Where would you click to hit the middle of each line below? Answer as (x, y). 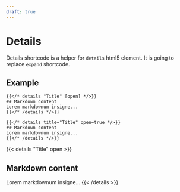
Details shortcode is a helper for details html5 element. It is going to (90, 58)
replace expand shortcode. (38, 64)
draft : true (21, 12)
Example (23, 83)
